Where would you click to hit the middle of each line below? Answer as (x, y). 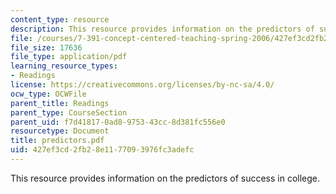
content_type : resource (60, 19)
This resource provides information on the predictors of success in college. (165, 178)
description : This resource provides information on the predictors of (162, 29)
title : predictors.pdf (57, 141)
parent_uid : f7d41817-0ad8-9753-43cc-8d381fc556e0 (118, 122)
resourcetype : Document (60, 131)
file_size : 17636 (46, 47)
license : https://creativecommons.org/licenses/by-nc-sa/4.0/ (142, 85)
